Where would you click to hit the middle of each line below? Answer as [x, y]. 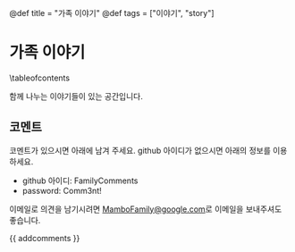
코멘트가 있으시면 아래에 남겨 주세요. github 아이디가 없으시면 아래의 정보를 [140, 150]
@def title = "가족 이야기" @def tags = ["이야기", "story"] [112, 13]
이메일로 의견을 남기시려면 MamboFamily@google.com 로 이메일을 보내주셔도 [146, 209]
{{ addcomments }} [45, 238]
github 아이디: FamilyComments [80, 181]
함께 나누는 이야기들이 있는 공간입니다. [76, 96]
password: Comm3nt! [62, 190]
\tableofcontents [39, 78]
